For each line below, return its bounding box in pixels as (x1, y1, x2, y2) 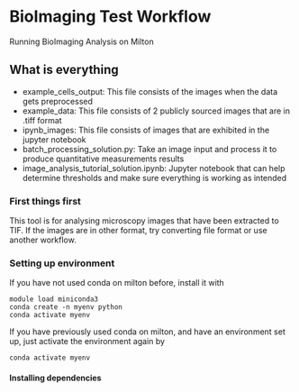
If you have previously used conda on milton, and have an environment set (9, 326, 285, 337)
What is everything (9, 62, 119, 77)
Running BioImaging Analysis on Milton (9, 36, 155, 47)
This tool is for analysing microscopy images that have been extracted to (9, 215, 279, 226)
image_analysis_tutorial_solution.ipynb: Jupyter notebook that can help (22, 162, 285, 173)
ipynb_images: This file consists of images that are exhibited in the (22, 124, 270, 135)
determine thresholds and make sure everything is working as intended (22, 172, 287, 183)
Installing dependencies (9, 372, 102, 383)
